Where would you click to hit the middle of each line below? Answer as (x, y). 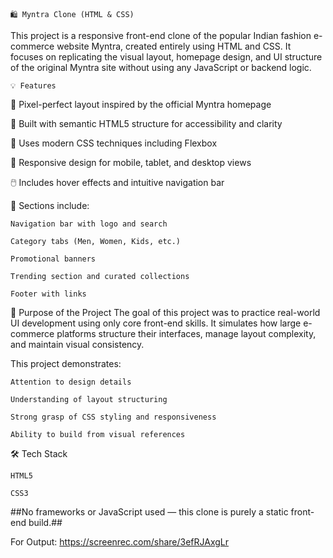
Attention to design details (71, 382)
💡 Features (33, 86)
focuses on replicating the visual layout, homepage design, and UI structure (166, 57)
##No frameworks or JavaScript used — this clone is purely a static (149, 512)
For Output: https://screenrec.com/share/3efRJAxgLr (120, 542)
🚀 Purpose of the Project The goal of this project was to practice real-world (165, 312)
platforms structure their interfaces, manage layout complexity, (186, 333)
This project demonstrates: (66, 363)
